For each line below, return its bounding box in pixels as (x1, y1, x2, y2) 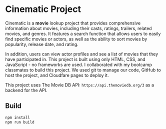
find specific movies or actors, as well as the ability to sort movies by (5, 36, 147, 42)
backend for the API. (5, 87, 47, 93)
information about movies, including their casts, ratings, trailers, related (5, 25, 152, 31)
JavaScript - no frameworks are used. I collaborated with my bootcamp (5, 61, 152, 67)
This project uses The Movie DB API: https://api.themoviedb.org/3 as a (5, 81, 154, 88)
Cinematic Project (5, 3, 81, 15)
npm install (5, 115, 30, 120)
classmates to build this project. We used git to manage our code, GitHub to (5, 66, 161, 73)
